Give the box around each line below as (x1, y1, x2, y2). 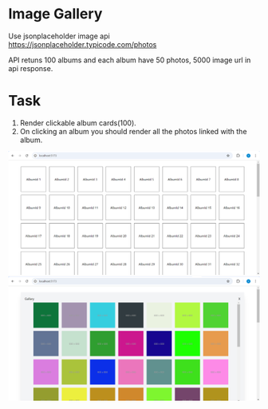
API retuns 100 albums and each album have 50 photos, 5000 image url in (8, 55, 251, 65)
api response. (8, 63, 53, 73)
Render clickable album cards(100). (19, 117, 137, 128)
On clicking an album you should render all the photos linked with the (19, 126, 247, 136)
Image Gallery (8, 5, 103, 23)
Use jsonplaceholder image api (8, 31, 110, 41)
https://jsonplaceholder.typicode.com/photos (8, 39, 157, 49)
